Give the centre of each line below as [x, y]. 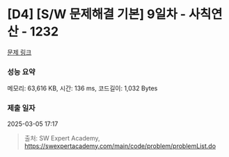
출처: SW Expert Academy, [62, 138]
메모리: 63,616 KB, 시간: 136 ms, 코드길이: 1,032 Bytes [82, 88]
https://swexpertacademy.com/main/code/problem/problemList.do [120, 146]
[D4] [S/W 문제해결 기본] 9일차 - [97, 14]
